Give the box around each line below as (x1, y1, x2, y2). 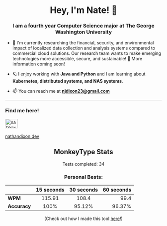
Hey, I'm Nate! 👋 (49, 4, 118, 16)
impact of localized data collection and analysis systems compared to (12, 45, 156, 51)
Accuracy (7, 203, 31, 210)
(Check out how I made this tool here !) (44, 216, 123, 222)
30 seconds (69, 186, 98, 193)
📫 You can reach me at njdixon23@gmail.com (12, 88, 110, 94)
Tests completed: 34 (62, 161, 105, 167)
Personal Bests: (64, 173, 103, 180)
